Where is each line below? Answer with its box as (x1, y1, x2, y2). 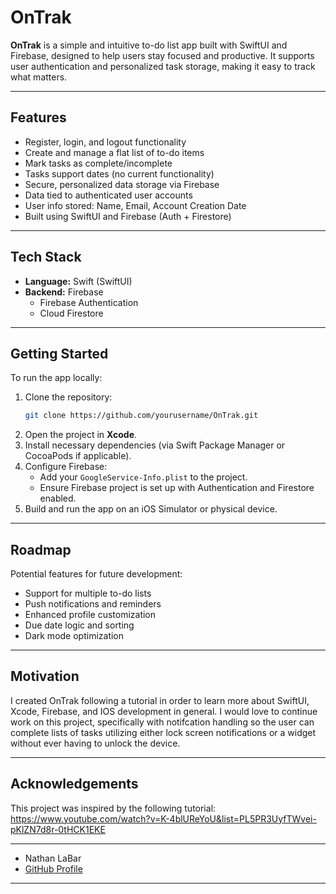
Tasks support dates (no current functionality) (24, 167, 215, 180)
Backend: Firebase (24, 286, 104, 298)
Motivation (10, 668, 80, 685)
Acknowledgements (10, 776, 139, 793)
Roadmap (10, 541, 72, 558)
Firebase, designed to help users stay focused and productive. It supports (10, 49, 315, 61)
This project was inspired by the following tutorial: (10, 802, 217, 814)
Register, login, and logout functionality (24, 136, 187, 148)
